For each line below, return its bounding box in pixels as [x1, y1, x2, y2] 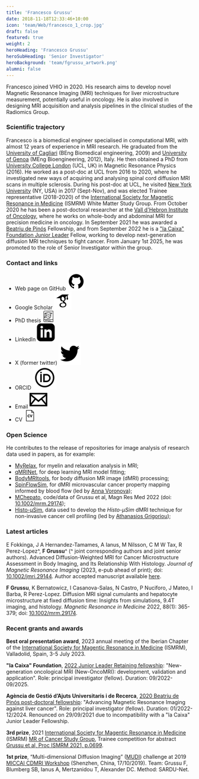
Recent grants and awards [6, 624, 84, 632]
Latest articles [6, 528, 49, 536]
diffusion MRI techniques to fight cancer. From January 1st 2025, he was [6, 238, 183, 245]
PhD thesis [14, 317, 41, 324]
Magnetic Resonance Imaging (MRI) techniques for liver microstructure [6, 89, 179, 96]
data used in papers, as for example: [6, 450, 96, 458]
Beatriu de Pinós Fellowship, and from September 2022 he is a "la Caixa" [6, 225, 185, 232]
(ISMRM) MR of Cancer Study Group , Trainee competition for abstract [6, 735, 176, 742]
